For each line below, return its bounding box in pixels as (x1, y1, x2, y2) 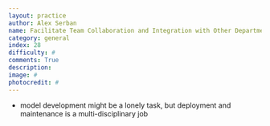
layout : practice (8, 11, 67, 20)
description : (8, 64, 52, 72)
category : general (8, 33, 70, 42)
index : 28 (8, 41, 42, 49)
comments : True (8, 57, 59, 65)
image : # (8, 71, 38, 79)
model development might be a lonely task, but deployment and (19, 100, 231, 110)
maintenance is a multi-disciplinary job (19, 108, 149, 118)
